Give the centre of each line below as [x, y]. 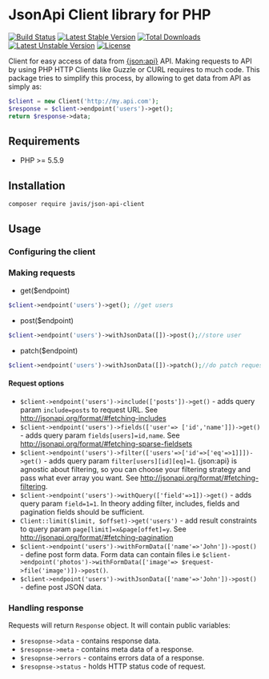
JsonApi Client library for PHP [110, 15]
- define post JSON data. [61, 587]
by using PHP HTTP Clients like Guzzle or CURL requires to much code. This [134, 69]
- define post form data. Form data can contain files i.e [110, 554]
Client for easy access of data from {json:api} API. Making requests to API [130, 61]
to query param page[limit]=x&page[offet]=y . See [103, 529]
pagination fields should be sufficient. [82, 511]
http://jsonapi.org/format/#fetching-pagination [96, 537]
